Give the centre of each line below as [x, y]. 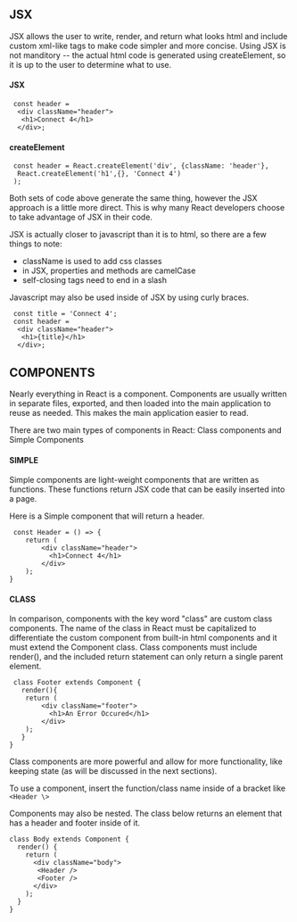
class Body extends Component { [69, 839]
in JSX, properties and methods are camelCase [109, 270]
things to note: [36, 244]
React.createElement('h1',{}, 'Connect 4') [99, 174]
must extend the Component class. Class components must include [133, 647]
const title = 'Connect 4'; [65, 314]
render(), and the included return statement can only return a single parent [146, 657]
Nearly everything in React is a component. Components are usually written [148, 394]
